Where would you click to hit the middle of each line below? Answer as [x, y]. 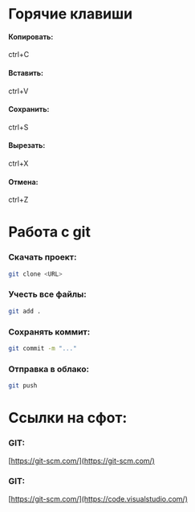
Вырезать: [27, 145]
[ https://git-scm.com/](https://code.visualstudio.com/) [98, 498]
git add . [25, 311]
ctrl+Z [18, 200]
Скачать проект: [43, 257]
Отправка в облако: [49, 369]
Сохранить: [29, 109]
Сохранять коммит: [49, 332]
